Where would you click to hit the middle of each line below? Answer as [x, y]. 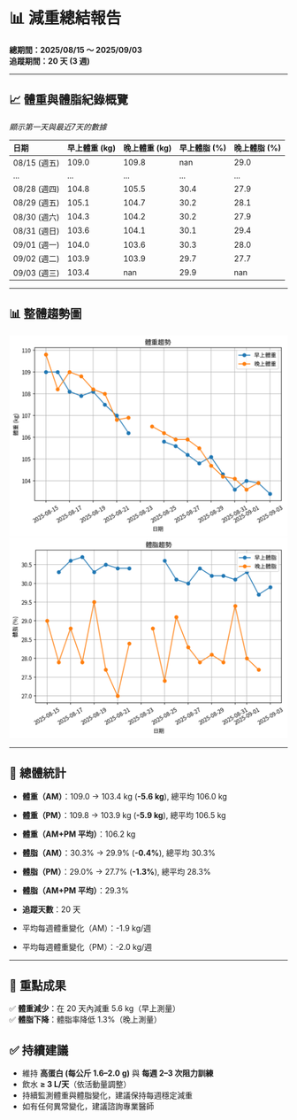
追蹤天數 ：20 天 [51, 909]
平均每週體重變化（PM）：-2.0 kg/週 [87, 946]
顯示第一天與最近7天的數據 [58, 127]
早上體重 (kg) [92, 148]
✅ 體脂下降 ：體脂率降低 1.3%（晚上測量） [85, 1020]
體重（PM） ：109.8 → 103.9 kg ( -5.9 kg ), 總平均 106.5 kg [124, 815]
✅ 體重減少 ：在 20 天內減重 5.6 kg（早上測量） [95, 1008]
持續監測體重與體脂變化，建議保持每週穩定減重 [107, 1095]
